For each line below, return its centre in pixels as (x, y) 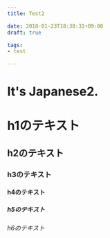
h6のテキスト (26, 228)
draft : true (24, 33)
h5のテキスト (26, 209)
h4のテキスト (26, 192)
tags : (15, 45)
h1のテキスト (44, 126)
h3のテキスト (29, 174)
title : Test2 (26, 13)
